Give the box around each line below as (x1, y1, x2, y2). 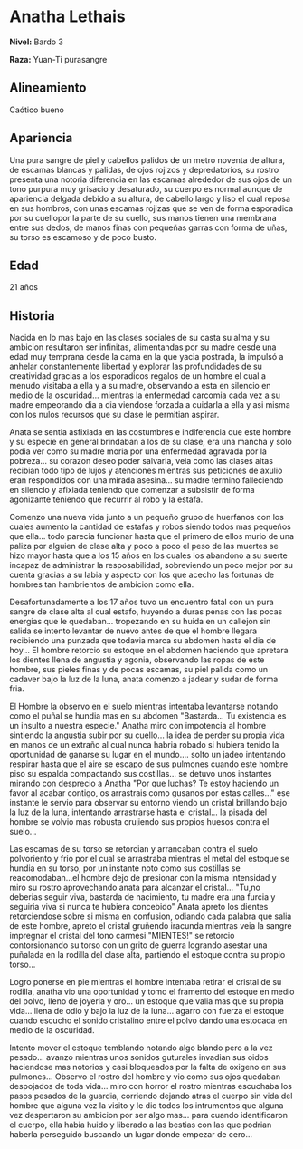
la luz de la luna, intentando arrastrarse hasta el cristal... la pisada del (9, 806, 268, 817)
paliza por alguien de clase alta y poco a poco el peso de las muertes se (9, 541, 279, 552)
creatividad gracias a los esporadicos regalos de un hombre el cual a (9, 371, 267, 381)
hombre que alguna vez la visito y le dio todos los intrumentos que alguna (9, 1100, 284, 1111)
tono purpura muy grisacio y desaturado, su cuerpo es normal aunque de (9, 183, 283, 194)
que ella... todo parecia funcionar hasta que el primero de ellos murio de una (9, 531, 295, 542)
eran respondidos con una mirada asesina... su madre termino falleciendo (9, 475, 284, 486)
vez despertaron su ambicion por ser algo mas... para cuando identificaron (9, 1110, 288, 1121)
